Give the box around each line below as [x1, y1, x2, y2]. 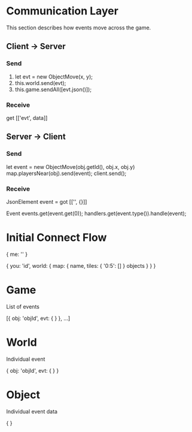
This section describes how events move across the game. [6, 24, 151, 31]
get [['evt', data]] [6, 114, 48, 121]
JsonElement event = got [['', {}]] [6, 198, 87, 205]
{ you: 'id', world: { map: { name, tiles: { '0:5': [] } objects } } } [6, 262, 156, 269]
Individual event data [6, 407, 58, 415]
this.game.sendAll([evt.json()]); [14, 86, 92, 93]
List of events [6, 303, 40, 310]
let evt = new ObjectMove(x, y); [14, 73, 93, 80]
